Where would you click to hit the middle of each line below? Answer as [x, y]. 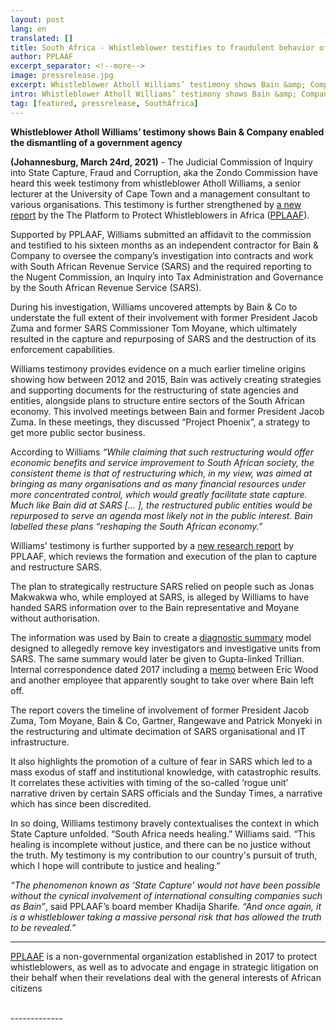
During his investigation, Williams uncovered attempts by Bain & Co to [154, 307]
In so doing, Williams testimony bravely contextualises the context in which [165, 823]
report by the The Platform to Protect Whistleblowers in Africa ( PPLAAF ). [160, 215]
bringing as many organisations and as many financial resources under [158, 483]
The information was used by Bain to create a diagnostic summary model [161, 637]
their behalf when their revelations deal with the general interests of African [166, 977]
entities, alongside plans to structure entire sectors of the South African [157, 400]
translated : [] [42, 38]
